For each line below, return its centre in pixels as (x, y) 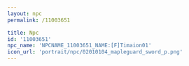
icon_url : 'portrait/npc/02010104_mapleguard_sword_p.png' (95, 52)
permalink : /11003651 (39, 20)
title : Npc (23, 33)
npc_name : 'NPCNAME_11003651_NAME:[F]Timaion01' (79, 46)
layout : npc (24, 14)
